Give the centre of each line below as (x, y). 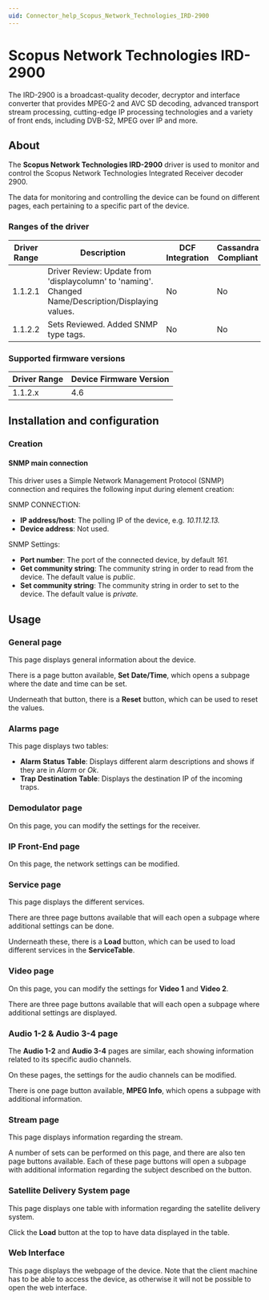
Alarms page (34, 729)
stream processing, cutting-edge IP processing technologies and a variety (131, 112)
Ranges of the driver (49, 227)
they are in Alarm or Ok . (59, 770)
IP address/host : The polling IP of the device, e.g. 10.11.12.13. (120, 520)
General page (35, 642)
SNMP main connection (48, 463)
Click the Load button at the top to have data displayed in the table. (119, 1232)
